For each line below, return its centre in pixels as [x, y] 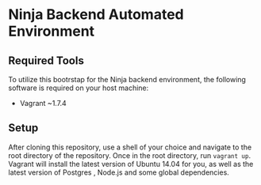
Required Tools [46, 60]
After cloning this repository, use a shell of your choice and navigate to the [130, 147]
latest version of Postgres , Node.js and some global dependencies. [119, 172]
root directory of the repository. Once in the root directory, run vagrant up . [130, 155]
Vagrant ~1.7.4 [43, 103]
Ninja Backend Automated [96, 15]
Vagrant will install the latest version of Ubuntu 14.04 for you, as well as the [131, 164]
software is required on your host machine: [79, 88]
